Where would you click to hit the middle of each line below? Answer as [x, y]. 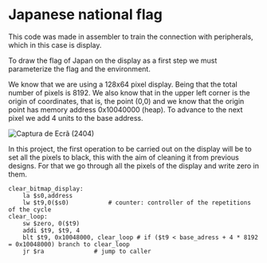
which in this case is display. [55, 44]
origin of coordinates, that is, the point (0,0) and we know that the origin [126, 101]
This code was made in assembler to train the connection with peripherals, [131, 37]
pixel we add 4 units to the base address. [76, 118]
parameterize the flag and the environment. [80, 68]
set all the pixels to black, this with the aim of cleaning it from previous [124, 157]
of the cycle [30, 209]
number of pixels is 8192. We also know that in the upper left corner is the [129, 92]
